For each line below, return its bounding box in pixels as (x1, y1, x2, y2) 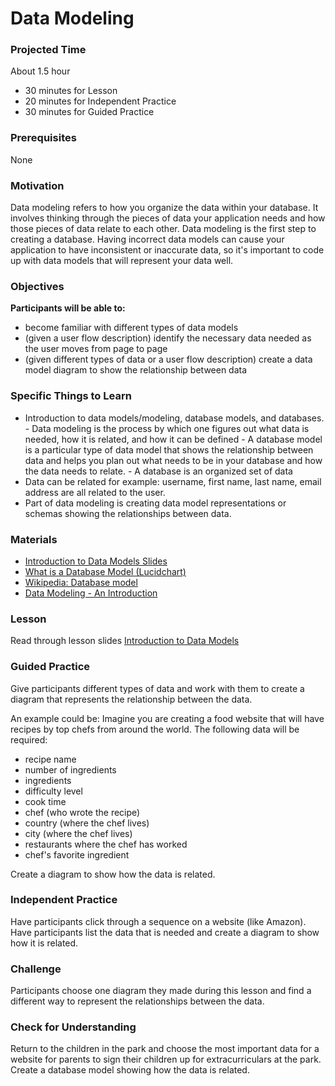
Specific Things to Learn (10, 389, 132, 403)
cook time (24, 795, 67, 807)
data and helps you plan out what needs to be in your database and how (24, 454, 323, 466)
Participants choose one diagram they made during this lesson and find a (10, 985, 312, 997)
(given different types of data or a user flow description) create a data (24, 353, 313, 366)
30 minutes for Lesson (24, 85, 118, 97)
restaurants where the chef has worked (24, 838, 188, 850)
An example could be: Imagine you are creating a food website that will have (10, 712, 325, 724)
